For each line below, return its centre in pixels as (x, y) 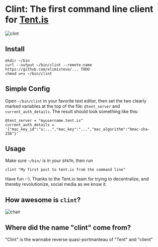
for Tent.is (27, 20)
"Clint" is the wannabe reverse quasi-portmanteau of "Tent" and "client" (79, 239)
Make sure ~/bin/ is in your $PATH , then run (49, 161)
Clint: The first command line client (79, 9)
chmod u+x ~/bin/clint (29, 74)
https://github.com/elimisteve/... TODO (48, 69)
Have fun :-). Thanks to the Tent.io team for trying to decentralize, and (77, 179)
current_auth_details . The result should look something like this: (72, 111)
